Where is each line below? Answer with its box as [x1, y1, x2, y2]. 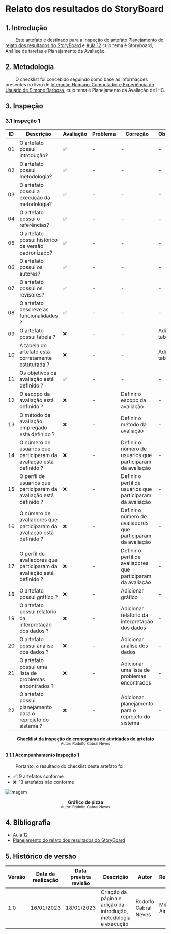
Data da [36, 870, 55, 877]
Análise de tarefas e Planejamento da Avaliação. [5, 48, 106, 54]
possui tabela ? [19, 333, 56, 340]
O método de [19, 411, 51, 418]
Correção [125, 130, 149, 138]
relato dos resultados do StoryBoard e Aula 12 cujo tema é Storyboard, [5, 42, 154, 49]
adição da [101, 901, 125, 908]
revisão [71, 880, 90, 887]
